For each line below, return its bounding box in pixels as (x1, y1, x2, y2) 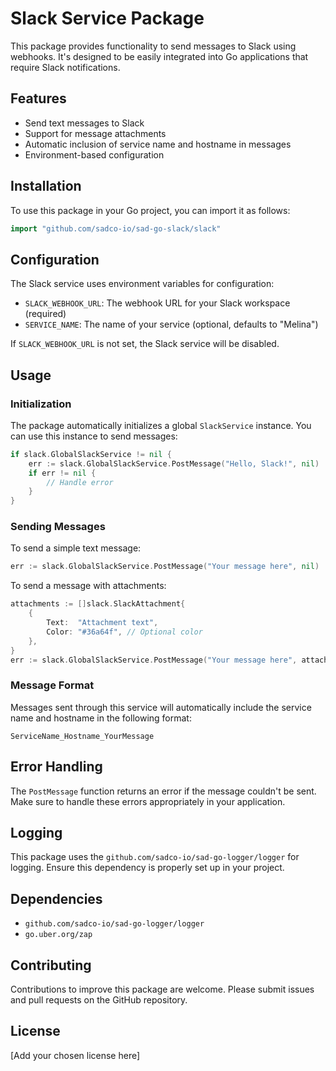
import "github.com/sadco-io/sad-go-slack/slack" (10, 223, 222, 234)
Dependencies (10, 890, 103, 907)
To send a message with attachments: (10, 580, 167, 592)
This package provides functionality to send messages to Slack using (10, 40, 297, 52)
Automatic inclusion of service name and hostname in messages (24, 138, 292, 150)
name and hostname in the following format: (10, 712, 192, 724)
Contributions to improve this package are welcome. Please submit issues (10, 983, 315, 996)
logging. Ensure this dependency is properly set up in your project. (10, 862, 285, 874)
